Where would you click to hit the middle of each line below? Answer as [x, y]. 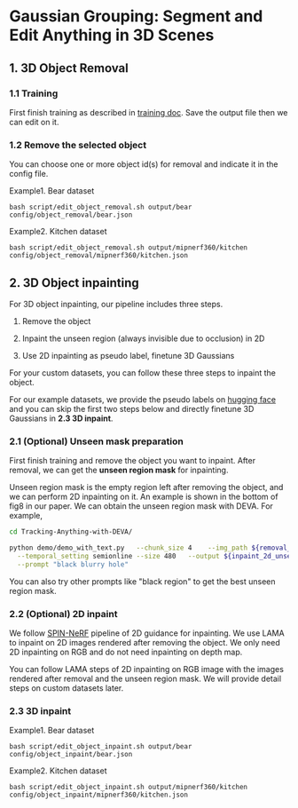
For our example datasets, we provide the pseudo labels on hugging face [143, 399]
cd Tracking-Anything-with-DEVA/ [71, 532]
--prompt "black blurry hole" [73, 564]
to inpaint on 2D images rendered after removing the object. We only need [145, 643]
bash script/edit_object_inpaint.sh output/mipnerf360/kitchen [129, 788]
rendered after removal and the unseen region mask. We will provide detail [145, 679]
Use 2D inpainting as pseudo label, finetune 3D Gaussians [128, 355]
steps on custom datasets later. [67, 688]
